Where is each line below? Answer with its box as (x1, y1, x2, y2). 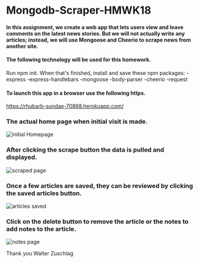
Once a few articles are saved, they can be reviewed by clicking (6, 181, 193, 190)
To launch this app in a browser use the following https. (6, 89, 146, 96)
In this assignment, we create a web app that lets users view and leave (6, 23, 184, 30)
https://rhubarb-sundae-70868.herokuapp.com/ (6, 102, 124, 110)
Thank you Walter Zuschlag (6, 250, 74, 257)
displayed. (6, 153, 37, 161)
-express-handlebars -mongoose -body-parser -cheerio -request (26, 76, 188, 83)
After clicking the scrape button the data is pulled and (6, 146, 165, 154)
